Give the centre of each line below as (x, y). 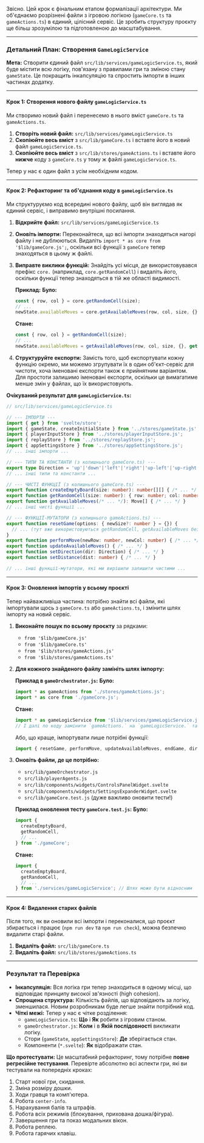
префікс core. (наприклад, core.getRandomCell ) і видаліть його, (96, 271)
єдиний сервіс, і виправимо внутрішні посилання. (71, 210)
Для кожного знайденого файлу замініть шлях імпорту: (90, 669)
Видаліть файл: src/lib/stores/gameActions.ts (76, 952)
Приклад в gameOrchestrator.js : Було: (64, 681)
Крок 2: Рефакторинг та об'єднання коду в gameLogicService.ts (90, 191)
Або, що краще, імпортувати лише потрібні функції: (82, 738)
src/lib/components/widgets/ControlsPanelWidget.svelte (96, 785)
